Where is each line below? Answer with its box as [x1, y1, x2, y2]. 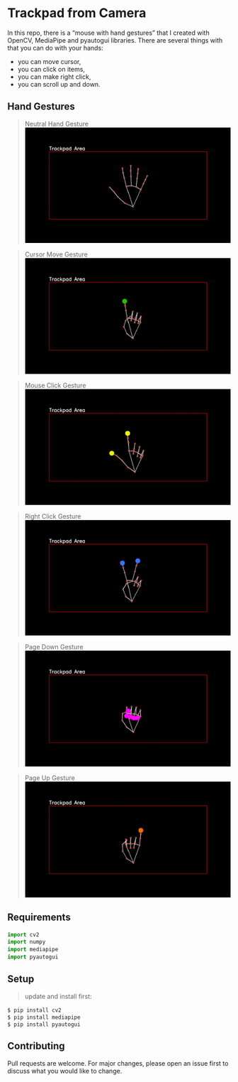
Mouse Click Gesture [24, 382, 86, 390]
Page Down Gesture [24, 643, 84, 651]
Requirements [7, 911, 71, 924]
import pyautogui [7, 953, 59, 961]
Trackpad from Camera [7, 5, 147, 21]
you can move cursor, [17, 57, 81, 65]
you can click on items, [17, 65, 85, 73]
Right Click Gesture [24, 512, 81, 520]
